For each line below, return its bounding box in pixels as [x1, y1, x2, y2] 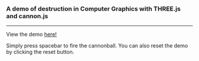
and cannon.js [6, 12, 49, 20]
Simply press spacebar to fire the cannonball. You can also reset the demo [6, 42, 188, 49]
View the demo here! [6, 31, 57, 38]
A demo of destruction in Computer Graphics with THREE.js [6, 5, 181, 13]
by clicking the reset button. [6, 49, 75, 56]
